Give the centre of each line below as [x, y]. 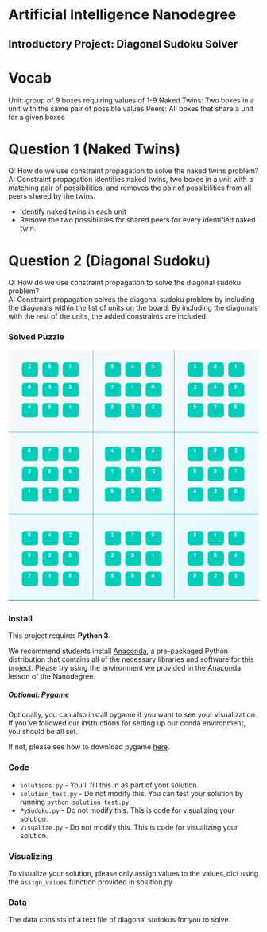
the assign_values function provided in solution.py [91, 882]
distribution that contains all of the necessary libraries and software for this [131, 659]
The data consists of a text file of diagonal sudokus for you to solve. [120, 920]
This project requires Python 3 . [60, 636]
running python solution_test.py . [75, 802]
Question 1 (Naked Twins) [95, 149]
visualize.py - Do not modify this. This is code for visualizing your [129, 827]
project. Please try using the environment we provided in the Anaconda [125, 668]
